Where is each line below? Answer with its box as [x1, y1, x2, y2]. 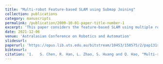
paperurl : [5, 43, 25, 48]
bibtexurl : [5, 47, 27, 52]
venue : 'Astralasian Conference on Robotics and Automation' [5, 34, 131, 39]
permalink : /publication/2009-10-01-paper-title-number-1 [5, 20, 125, 26]
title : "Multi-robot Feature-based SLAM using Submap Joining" [5, 7, 136, 12]
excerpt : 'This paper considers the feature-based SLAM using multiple [5, 25, 153, 30]
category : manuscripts [5, 16, 51, 21]
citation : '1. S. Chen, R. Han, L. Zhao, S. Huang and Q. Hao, [5, 51, 140, 57]
